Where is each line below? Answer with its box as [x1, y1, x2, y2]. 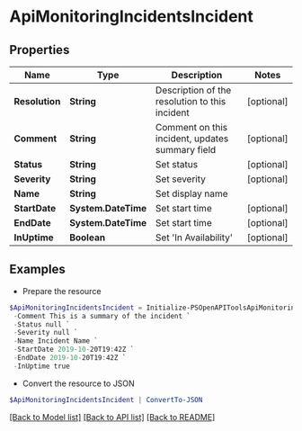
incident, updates [155, 132, 229, 145]
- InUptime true [13, 362, 70, 371]
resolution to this [155, 95, 226, 107]
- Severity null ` [13, 328, 78, 337]
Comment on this [155, 121, 228, 133]
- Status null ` [13, 319, 70, 329]
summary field [155, 144, 217, 156]
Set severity [155, 173, 207, 185]
